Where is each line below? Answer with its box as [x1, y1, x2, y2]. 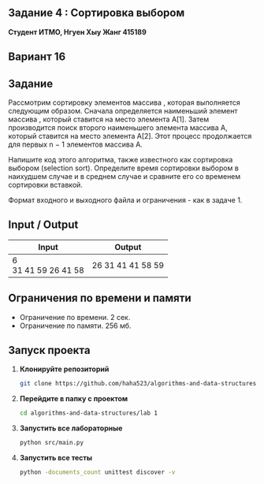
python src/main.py [19, 439, 84, 447]
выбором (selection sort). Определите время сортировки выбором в [8, 163, 239, 173]
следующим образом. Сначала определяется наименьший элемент [8, 106, 238, 116]
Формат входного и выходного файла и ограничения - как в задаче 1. [8, 195, 243, 205]
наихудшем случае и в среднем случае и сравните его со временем [8, 172, 241, 181]
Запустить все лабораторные [19, 423, 123, 433]
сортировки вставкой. [8, 181, 83, 190]
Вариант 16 [8, 50, 66, 64]
